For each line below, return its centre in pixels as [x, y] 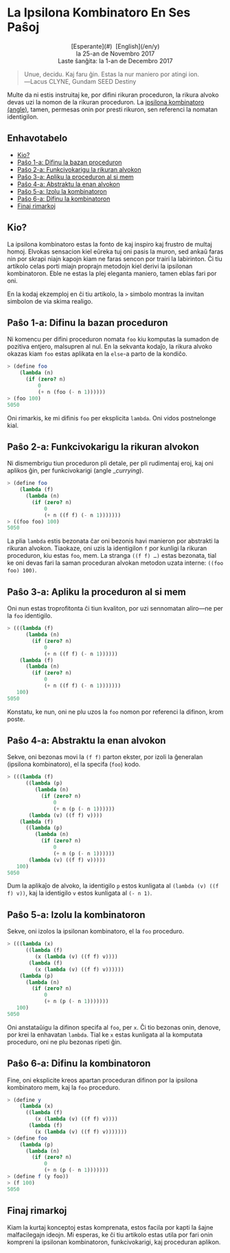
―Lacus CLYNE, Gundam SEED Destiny [80, 81]
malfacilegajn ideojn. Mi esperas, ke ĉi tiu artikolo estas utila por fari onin [110, 1234]
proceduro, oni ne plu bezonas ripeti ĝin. [65, 1041]
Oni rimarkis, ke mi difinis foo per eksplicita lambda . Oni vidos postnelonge [112, 418]
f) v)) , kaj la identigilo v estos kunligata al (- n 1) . [80, 893]
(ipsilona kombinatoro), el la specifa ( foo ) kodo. [74, 765]
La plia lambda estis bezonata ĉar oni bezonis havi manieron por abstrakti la [113, 541]
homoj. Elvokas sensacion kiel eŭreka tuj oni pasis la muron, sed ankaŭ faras [115, 251]
